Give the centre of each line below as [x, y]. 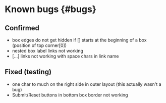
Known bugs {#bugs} [51, 9]
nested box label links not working [48, 51]
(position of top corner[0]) [39, 45]
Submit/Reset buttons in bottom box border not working [70, 95]
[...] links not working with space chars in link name [65, 56]
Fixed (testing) [28, 72]
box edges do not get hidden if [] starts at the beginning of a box [79, 40]
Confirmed [22, 28]
